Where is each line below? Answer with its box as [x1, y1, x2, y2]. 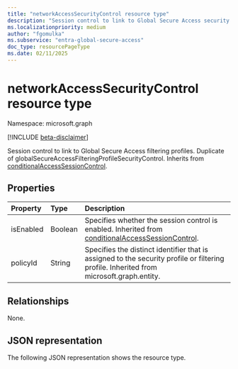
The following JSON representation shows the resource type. [7, 353, 186, 362]
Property [11, 203, 42, 213]
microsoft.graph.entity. [84, 271, 161, 281]
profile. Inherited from [84, 262, 157, 272]
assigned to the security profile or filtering [84, 253, 225, 263]
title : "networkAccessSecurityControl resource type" [7, 10, 170, 18]
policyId [11, 258, 38, 268]
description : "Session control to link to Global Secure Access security [7, 17, 230, 24]
